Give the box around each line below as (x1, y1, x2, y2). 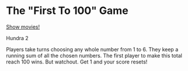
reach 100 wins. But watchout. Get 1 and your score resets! (6, 58, 148, 65)
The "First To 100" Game (6, 4, 128, 17)
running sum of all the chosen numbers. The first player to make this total (6, 52, 183, 59)
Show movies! (6, 23, 40, 30)
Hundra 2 (6, 34, 29, 41)
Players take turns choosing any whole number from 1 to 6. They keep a (6, 45, 179, 53)
